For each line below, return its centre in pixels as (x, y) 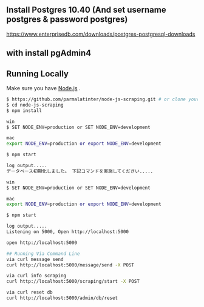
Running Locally (37, 74)
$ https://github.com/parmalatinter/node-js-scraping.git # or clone (96, 99)
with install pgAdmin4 (49, 53)
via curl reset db (29, 292)
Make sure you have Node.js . (43, 88)
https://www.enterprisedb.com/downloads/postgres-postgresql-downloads (101, 34)
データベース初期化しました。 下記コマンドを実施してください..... (80, 171)
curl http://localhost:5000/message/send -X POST (70, 265)
